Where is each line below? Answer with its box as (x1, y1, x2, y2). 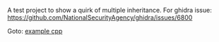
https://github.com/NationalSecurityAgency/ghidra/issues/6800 (7, 13, 193, 22)
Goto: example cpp (7, 27, 63, 35)
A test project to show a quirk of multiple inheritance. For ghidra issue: (7, 6, 212, 14)
